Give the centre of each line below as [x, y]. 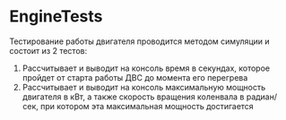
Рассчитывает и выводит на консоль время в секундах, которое [146, 68]
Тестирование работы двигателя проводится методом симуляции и [140, 41]
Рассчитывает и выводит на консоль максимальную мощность [144, 87]
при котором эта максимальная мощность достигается [147, 106]
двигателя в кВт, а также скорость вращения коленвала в [133, 97]
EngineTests [56, 17]
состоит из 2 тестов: [48, 50]
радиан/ [262, 97]
